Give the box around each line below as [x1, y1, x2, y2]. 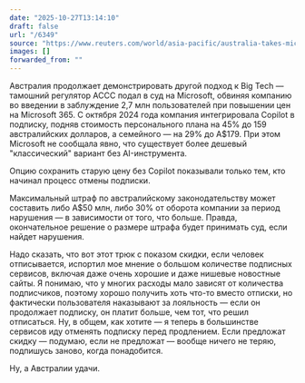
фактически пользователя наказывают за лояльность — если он [9, 297, 261, 308]
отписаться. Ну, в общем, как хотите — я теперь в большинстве [9, 317, 259, 327]
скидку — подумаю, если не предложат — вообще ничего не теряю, [9, 336, 277, 346]
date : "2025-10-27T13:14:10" [9, 13, 120, 23]
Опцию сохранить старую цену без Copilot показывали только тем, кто [9, 165, 286, 176]
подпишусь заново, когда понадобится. [9, 346, 163, 356]
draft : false [9, 22, 59, 31]
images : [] [9, 47, 51, 56]
